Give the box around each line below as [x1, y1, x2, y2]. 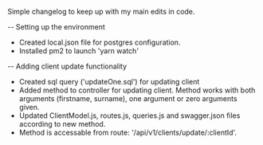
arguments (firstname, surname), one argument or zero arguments [18, 94, 237, 103]
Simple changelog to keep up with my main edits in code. [7, 7, 195, 16]
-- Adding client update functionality [7, 61, 128, 71]
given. [18, 103, 40, 112]
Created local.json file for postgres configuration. [18, 37, 181, 47]
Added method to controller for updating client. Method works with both [18, 85, 256, 95]
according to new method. [18, 120, 106, 128]
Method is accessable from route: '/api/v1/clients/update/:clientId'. [18, 127, 237, 137]
